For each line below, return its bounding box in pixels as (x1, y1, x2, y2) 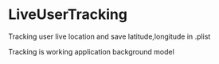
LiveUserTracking (8, 6, 127, 24)
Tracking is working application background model (8, 47, 175, 56)
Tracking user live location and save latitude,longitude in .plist (8, 32, 211, 41)
